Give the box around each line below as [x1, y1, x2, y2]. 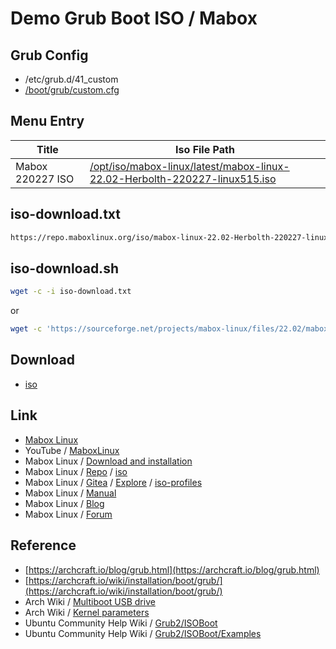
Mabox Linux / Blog [24, 497, 105, 509]
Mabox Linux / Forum [24, 508, 113, 520]
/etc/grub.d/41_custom [24, 73, 119, 85]
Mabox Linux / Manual [24, 487, 117, 499]
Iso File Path [175, 142, 235, 156]
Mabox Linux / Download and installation [24, 455, 193, 467]
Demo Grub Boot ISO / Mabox [10, 7, 258, 30]
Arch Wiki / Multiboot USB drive [24, 595, 156, 607]
